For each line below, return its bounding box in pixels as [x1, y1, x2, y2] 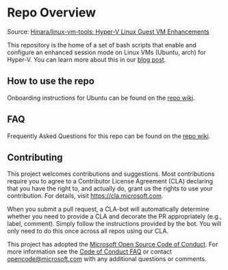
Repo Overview [7, 5, 97, 21]
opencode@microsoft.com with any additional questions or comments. [7, 255, 207, 263]
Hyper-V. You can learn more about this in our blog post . [7, 55, 166, 63]
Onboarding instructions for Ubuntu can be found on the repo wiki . [7, 93, 195, 102]
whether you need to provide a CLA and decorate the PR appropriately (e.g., [7, 212, 223, 221]
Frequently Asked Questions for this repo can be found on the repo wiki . [7, 132, 211, 140]
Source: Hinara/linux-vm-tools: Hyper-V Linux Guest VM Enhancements [7, 27, 210, 36]
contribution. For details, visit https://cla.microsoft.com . [7, 192, 164, 200]
